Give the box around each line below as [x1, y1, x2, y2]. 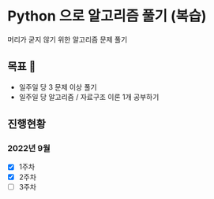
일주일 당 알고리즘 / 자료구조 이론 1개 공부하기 [18, 92, 160, 101]
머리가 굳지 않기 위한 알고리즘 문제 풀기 [7, 35, 128, 44]
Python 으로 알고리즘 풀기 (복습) [7, 7, 207, 25]
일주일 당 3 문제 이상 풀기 [18, 82, 97, 91]
